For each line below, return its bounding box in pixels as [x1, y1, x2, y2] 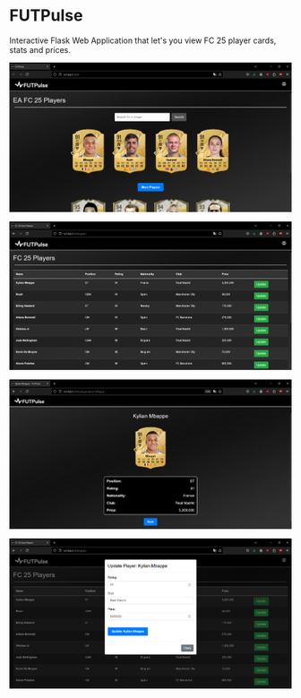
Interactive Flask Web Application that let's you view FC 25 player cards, [9, 35, 277, 46]
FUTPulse [9, 5, 83, 26]
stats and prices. [9, 44, 72, 55]
